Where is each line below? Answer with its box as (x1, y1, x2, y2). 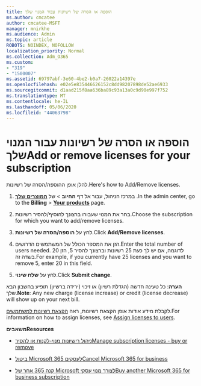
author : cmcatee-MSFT (6, 20, 61, 26)
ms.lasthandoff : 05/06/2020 (6, 104, 77, 110)
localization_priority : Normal (6, 48, 85, 54)
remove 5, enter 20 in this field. (14, 260, 93, 267)
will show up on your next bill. (6, 296, 80, 303)
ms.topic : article (6, 37, 52, 43)
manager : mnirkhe (6, 25, 50, 32)
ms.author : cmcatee (6, 14, 55, 20)
